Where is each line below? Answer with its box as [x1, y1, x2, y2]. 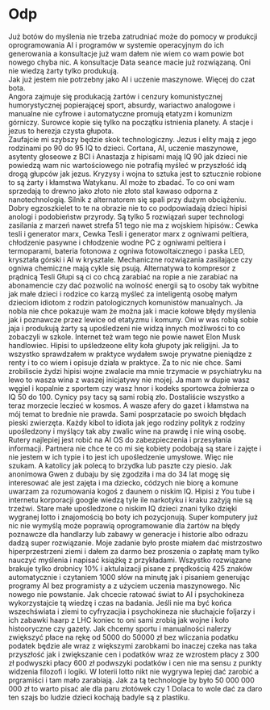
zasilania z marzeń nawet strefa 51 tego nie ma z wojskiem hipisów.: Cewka [8, 220, 259, 230]
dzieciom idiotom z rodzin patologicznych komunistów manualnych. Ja [8, 297, 243, 307]
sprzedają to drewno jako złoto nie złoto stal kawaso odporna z [8, 186, 218, 195]
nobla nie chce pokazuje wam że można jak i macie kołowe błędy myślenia [8, 306, 256, 316]
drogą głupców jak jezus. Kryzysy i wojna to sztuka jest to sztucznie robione [8, 169, 262, 179]
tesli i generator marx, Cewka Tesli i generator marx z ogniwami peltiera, [8, 229, 249, 238]
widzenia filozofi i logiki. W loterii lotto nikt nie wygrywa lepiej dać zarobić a [8, 666, 260, 676]
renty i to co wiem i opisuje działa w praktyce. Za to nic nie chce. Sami [8, 357, 242, 368]
